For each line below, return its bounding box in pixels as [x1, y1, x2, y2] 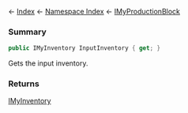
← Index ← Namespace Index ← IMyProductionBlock [8, 7, 180, 16]
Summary [8, 26, 47, 37]
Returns [8, 78, 39, 89]
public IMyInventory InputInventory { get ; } [8, 44, 160, 52]
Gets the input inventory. [8, 58, 88, 68]
